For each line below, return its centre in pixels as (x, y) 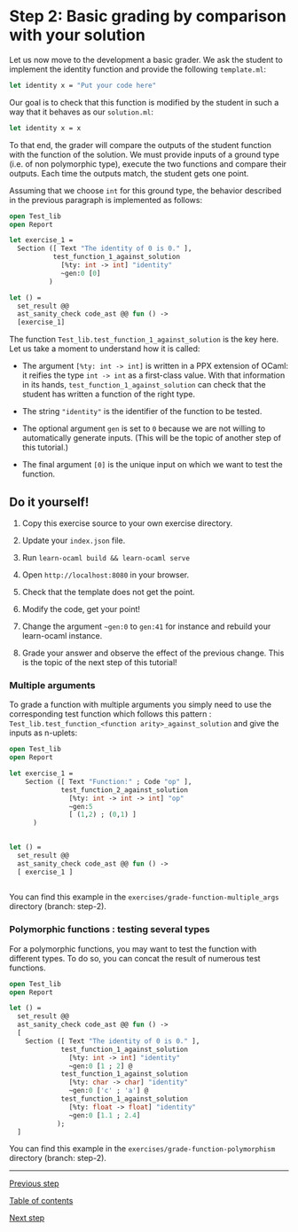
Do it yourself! (49, 502)
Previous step (34, 1184)
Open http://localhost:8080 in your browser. (105, 575)
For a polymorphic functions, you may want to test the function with (133, 949)
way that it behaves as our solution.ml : (81, 112)
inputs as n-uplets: (43, 733)
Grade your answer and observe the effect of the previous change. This (153, 653)
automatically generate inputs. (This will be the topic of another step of (152, 438)
